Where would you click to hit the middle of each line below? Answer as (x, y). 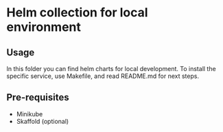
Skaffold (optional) (43, 121)
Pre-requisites (38, 97)
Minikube (30, 114)
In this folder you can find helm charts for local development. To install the (111, 69)
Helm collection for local (77, 13)
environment (44, 27)
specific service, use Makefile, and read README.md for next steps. (103, 76)
